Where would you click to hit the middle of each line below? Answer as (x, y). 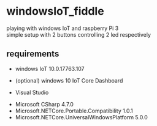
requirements (33, 54)
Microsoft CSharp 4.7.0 (44, 104)
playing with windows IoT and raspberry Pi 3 (63, 28)
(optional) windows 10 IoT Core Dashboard (69, 80)
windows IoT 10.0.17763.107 (50, 69)
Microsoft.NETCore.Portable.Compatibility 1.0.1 (74, 111)
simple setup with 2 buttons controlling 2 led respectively (79, 34)
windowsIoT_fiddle (55, 11)
